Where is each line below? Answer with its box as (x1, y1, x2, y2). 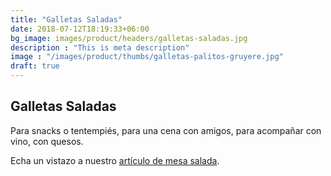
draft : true (10, 61, 60, 71)
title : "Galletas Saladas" (10, 14, 123, 25)
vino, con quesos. (10, 135, 84, 147)
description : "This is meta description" (10, 42, 190, 53)
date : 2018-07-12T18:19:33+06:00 (10, 24, 150, 34)
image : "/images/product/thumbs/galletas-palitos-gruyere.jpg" (10, 52, 284, 62)
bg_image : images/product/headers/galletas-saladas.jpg (10, 33, 248, 43)
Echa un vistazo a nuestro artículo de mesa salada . (10, 154, 220, 166)
